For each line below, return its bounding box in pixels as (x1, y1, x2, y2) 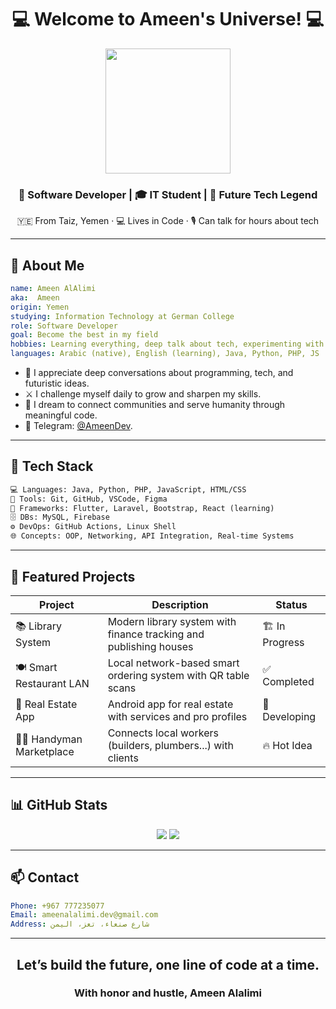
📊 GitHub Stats (10, 797, 108, 814)
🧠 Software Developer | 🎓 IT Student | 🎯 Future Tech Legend (18, 187, 318, 201)
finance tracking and (107, 627, 205, 641)
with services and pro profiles (107, 709, 248, 723)
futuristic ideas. (24, 377, 90, 390)
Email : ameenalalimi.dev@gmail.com (10, 910, 159, 920)
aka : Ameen (10, 292, 60, 303)
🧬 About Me (10, 257, 85, 274)
